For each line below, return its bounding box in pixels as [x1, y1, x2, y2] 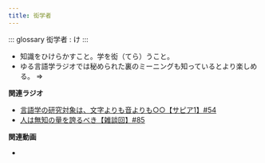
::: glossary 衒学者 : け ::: [8, 34, 89, 44]
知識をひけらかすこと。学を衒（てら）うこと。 [19, 51, 174, 60]
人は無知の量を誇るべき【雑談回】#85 [19, 114, 145, 124]
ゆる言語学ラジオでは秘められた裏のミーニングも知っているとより [19, 61, 237, 71]
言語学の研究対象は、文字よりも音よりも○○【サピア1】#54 [19, 105, 217, 114]
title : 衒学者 [8, 11, 52, 20]
